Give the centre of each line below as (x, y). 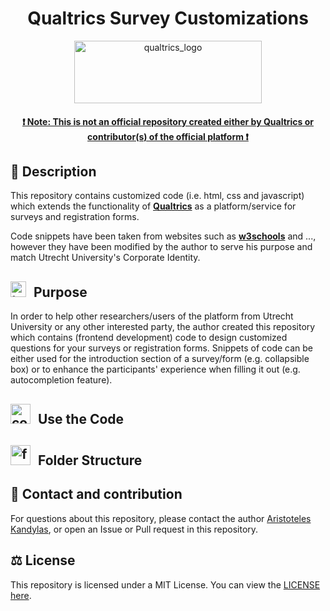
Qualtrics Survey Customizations (168, 18)
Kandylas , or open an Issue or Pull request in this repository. (134, 529)
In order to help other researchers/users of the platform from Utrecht (152, 316)
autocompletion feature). (61, 380)
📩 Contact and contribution (96, 494)
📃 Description (53, 171)
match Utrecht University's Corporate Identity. (105, 258)
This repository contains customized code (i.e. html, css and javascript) (157, 196)
